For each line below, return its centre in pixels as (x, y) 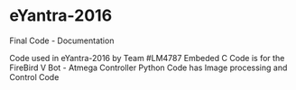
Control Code (34, 76)
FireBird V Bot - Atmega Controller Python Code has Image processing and (148, 67)
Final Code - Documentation (62, 40)
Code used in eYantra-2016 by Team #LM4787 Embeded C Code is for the (147, 58)
